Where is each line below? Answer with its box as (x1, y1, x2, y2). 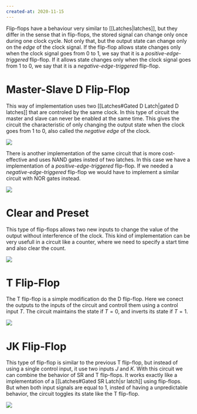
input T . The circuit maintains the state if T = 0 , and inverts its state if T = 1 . (6, 308, 189, 315)
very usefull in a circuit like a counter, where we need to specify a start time (6, 238, 189, 245)
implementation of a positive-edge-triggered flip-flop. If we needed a (6, 162, 174, 169)
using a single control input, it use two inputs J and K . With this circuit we (6, 365, 183, 372)
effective (6, 156, 28, 163)
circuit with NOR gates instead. (6, 175, 81, 182)
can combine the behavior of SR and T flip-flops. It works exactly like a (6, 372, 178, 379)
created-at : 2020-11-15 (6, 8, 64, 15)
